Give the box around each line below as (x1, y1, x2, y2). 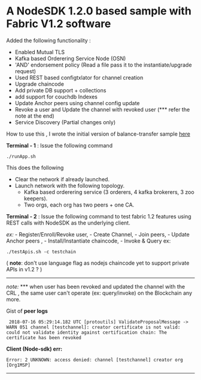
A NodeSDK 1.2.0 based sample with (6, 4, 191, 18)
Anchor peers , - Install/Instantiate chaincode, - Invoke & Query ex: (6, 237, 171, 244)
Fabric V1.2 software (6, 17, 111, 31)
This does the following (6, 164, 64, 171)
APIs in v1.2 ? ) (6, 265, 42, 273)
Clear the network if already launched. (14, 175, 109, 182)
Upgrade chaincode (14, 80, 65, 88)
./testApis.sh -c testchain (6, 249, 77, 255)
